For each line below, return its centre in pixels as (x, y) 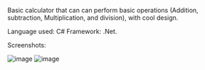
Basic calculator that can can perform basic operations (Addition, (103, 10)
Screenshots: (27, 45)
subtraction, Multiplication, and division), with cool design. (93, 18)
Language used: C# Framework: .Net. (62, 31)
